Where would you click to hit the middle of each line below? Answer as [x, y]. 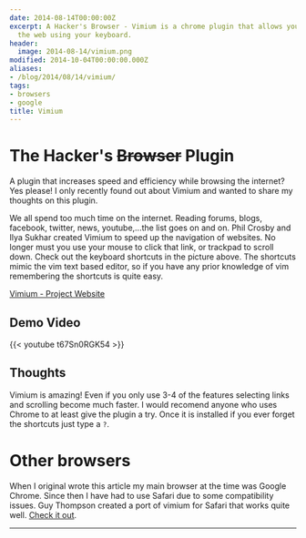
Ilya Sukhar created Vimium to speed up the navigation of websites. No [143, 238]
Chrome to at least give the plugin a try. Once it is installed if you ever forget [152, 414]
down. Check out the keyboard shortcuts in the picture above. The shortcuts [153, 257]
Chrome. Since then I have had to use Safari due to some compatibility [142, 495]
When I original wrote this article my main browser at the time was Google [148, 486]
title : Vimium [36, 111]
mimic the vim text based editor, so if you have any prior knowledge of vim [149, 267]
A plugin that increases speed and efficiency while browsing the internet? [147, 181]
